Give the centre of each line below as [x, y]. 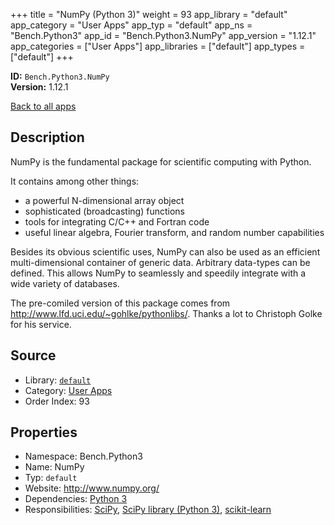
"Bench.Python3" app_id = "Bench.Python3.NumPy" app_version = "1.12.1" [163, 35]
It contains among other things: [75, 181]
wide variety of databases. [65, 283]
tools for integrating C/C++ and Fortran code [117, 221]
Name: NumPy [54, 467]
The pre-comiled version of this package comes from [120, 303]
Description [47, 137]
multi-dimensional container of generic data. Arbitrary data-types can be [160, 262]
